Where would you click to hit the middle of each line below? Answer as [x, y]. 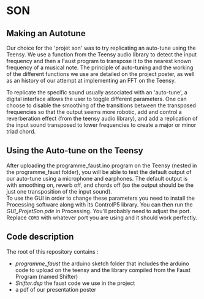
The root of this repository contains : [53, 251]
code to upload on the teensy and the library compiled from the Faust [103, 270]
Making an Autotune [46, 33]
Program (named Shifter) [47, 276]
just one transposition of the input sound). [59, 191]
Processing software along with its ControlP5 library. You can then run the [100, 204]
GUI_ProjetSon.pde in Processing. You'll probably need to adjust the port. [99, 211]
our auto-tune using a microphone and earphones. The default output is [97, 178]
